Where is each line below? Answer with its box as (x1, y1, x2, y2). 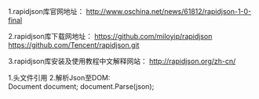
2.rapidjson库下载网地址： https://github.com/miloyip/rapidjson (8, 32, 213, 41)
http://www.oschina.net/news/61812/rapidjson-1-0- (86, 7, 252, 16)
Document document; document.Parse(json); (8, 82, 155, 91)
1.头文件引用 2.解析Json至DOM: (8, 73, 111, 82)
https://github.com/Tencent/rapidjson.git (8, 41, 140, 49)
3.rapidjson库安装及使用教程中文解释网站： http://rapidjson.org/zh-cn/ (8, 57, 236, 65)
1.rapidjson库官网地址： (8, 7, 85, 16)
